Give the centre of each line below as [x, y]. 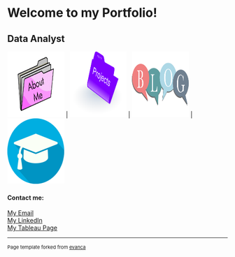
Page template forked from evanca [47, 247]
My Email [20, 213]
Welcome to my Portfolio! [82, 13]
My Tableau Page [33, 228]
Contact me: [26, 198]
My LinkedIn [25, 221]
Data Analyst [36, 39]
